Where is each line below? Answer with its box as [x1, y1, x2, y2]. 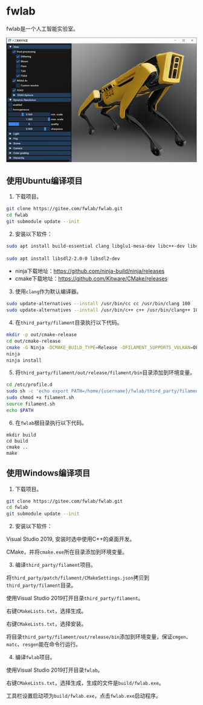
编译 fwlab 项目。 [14, 654, 56, 661]
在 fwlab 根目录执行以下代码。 [14, 419, 88, 426]
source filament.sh [6, 401, 56, 407]
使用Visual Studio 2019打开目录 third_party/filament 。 [6, 595, 144, 602]
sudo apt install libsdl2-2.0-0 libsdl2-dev [6, 256, 120, 262]
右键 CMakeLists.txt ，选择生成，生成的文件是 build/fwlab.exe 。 [6, 680, 164, 687]
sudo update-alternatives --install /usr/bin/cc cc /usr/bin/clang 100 [6, 301, 190, 307]
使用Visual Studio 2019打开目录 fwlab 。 [6, 666, 103, 674]
